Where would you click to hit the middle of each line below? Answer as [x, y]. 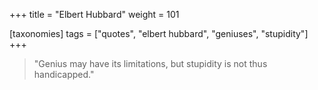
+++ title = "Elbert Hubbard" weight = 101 [94, 14]
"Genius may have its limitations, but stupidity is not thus [150, 63]
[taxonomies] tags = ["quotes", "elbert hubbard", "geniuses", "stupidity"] [159, 33]
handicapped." [64, 74]
